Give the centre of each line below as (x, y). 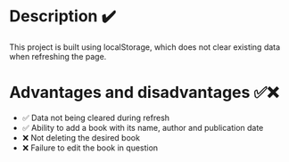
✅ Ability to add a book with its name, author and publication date (143, 127)
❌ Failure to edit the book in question (90, 148)
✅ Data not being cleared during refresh (96, 117)
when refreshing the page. (58, 56)
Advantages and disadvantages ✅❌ (144, 93)
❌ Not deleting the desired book (81, 137)
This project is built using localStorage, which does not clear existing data (145, 47)
